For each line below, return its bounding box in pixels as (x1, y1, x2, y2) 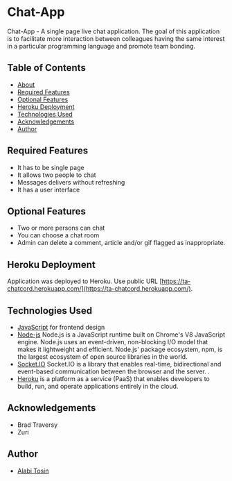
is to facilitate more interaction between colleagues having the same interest (7, 34, 225, 42)
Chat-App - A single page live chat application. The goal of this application (7, 27, 220, 35)
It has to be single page (17, 163, 84, 171)
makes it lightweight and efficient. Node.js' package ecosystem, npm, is (17, 345, 223, 353)
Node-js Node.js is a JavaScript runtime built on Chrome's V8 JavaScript (17, 330, 226, 339)
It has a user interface (17, 185, 80, 194)
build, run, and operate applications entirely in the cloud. (17, 382, 179, 390)
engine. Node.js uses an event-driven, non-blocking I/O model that (17, 338, 208, 346)
